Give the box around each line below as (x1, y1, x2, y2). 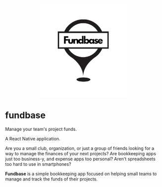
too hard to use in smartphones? (5, 161, 71, 167)
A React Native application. (5, 135, 60, 141)
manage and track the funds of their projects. (5, 176, 98, 182)
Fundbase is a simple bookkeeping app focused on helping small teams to (5, 171, 157, 177)
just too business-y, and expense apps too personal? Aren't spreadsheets (5, 156, 156, 162)
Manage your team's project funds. (5, 126, 77, 132)
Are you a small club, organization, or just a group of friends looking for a (5, 145, 155, 151)
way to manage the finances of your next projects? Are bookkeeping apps (5, 150, 156, 156)
